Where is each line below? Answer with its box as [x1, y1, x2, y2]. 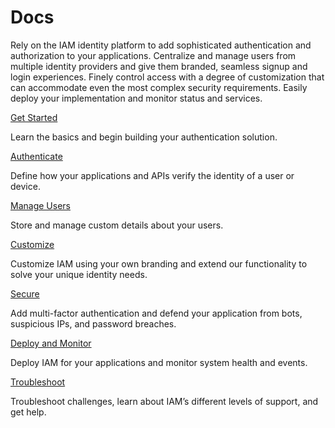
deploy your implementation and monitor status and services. [10, 92, 263, 104]
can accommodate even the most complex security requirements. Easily [10, 81, 308, 93]
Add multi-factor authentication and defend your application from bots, [10, 307, 303, 319]
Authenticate [10, 150, 63, 162]
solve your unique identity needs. [10, 268, 148, 280]
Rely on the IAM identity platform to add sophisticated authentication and [10, 39, 312, 51]
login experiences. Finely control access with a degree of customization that [10, 71, 325, 83]
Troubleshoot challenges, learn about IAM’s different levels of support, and [10, 395, 319, 407]
